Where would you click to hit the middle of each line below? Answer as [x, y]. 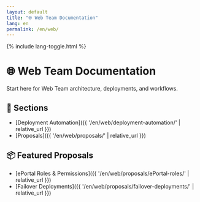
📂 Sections [27, 108]
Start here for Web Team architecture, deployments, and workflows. [92, 89]
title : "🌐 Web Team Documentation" [52, 18]
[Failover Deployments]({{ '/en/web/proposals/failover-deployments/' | [105, 186]
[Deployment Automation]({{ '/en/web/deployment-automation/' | [98, 122]
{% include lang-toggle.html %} [46, 47]
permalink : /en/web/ [33, 29]
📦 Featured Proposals [50, 156]
